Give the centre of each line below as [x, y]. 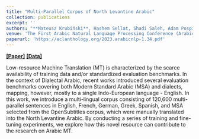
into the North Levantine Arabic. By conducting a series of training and [92, 118]
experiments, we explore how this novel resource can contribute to [104, 124]
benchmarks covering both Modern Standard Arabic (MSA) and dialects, [94, 86]
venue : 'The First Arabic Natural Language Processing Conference [90, 34]
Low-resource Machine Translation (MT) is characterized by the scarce [93, 68]
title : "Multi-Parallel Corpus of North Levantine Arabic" [81, 12]
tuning [14, 124]
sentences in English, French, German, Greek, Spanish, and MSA [104, 105]
